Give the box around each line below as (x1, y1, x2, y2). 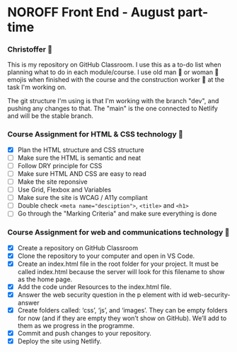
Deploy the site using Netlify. (17, 337, 102, 346)
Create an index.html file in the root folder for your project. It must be (17, 259, 219, 268)
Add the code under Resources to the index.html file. (17, 282, 172, 291)
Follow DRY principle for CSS (17, 161, 103, 170)
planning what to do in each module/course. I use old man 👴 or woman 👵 (7, 68, 219, 76)
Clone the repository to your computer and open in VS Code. (17, 252, 195, 260)
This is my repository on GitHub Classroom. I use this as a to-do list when (7, 61, 221, 69)
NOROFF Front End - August (7, 4, 175, 20)
